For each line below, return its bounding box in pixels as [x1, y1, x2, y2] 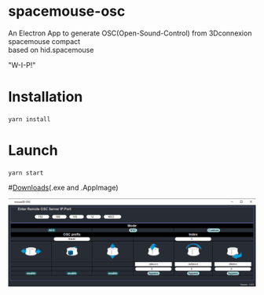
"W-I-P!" [8, 60, 36, 69]
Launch [8, 142, 58, 160]
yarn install [8, 115, 51, 124]
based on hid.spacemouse [8, 45, 94, 54]
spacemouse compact [8, 36, 81, 46]
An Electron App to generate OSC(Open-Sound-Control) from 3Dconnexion [8, 28, 252, 38]
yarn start [8, 168, 44, 177]
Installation [8, 88, 83, 106]
